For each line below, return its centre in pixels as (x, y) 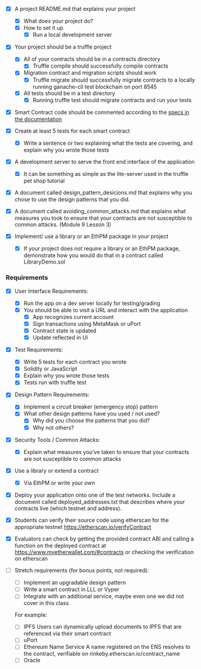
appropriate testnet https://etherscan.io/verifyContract (83, 527)
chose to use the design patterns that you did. (72, 200)
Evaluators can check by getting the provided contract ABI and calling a (104, 539)
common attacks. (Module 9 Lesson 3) (63, 225)
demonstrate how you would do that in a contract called (93, 256)
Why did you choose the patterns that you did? (91, 421)
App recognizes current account (73, 317)
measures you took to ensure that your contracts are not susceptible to (103, 218)
